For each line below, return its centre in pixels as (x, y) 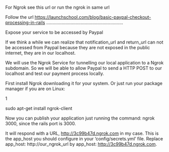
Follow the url (20, 17)
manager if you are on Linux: (35, 89)
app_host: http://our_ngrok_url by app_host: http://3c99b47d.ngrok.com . (81, 144)
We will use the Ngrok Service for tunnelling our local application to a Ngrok (84, 63)
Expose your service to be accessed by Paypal (54, 32)
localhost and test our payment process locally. (55, 73)
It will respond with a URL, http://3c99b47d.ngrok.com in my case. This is (82, 133)
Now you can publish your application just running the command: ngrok (80, 118)
